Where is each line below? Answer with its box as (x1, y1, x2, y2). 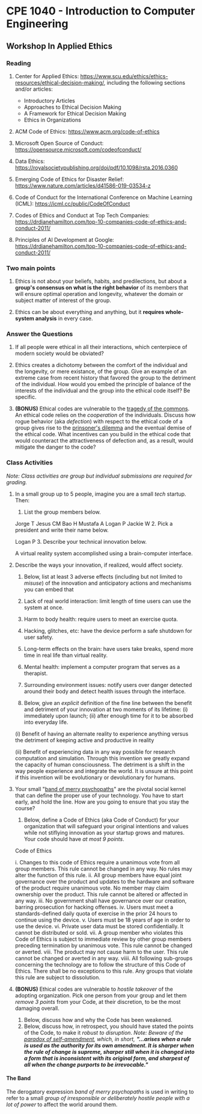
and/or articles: (14, 85, 53, 93)
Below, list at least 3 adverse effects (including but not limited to (23, 573, 183, 580)
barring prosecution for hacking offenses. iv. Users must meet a (14, 903, 173, 911)
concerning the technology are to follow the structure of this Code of (14, 961, 186, 968)
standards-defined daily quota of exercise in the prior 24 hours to (14, 909, 177, 917)
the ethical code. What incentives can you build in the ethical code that (14, 431, 191, 438)
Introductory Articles (23, 97, 75, 104)
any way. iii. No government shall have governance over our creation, (14, 897, 187, 904)
